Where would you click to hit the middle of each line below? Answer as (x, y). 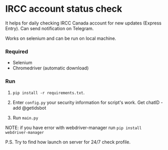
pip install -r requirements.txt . (48, 92)
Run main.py (25, 117)
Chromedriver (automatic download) (51, 68)
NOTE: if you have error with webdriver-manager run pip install (74, 128)
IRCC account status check (64, 9)
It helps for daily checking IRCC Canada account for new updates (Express (83, 23)
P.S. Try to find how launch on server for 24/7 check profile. (68, 142)
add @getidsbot (29, 108)
